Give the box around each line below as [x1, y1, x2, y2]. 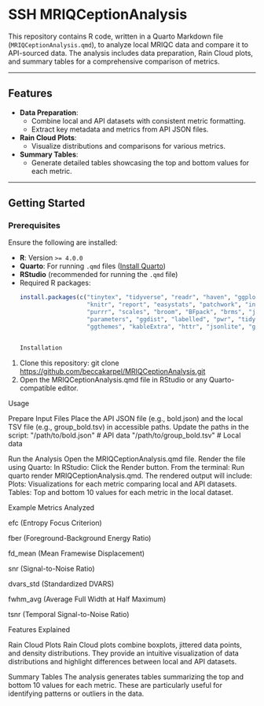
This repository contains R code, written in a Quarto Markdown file [8, 31, 224, 41]
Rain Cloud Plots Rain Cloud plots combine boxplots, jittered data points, [8, 640, 242, 649]
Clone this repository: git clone [19, 358, 119, 368]
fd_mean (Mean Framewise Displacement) [8, 549, 145, 558]
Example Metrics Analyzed [8, 502, 95, 512]
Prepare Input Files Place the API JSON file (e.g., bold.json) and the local [8, 413, 244, 423]
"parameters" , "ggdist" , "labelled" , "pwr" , [86, 316, 235, 323]
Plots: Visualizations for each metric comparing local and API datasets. [8, 479, 237, 489]
